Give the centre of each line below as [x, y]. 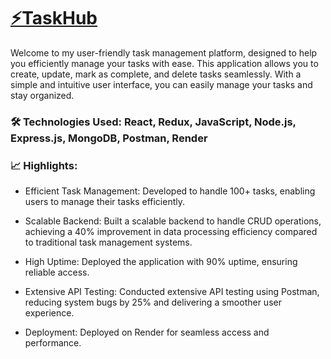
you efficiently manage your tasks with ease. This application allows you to [164, 63]
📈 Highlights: [44, 165]
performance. [53, 343]
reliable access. [57, 272]
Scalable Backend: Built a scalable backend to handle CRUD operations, [173, 221]
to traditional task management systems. [108, 242]
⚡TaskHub [54, 18]
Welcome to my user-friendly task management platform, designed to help [164, 52]
